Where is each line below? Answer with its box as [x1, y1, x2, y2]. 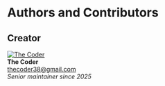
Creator [7, 32, 42, 44]
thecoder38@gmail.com [7, 65, 76, 73]
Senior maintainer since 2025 [7, 72, 92, 80]
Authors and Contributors [7, 5, 159, 21]
